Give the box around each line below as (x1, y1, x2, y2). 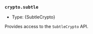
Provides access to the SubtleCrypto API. (4, 24, 89, 30)
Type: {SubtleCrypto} (11, 14, 55, 20)
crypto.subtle (4, 4, 39, 10)
